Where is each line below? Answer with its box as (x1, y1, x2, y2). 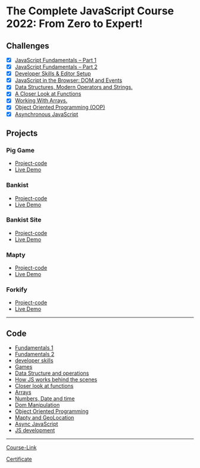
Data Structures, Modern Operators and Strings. (14, 84, 133, 91)
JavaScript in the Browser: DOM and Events (14, 77, 123, 84)
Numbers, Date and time (14, 395, 75, 402)
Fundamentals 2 (14, 351, 55, 358)
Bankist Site (6, 216, 42, 224)
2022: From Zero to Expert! (6, 17, 143, 30)
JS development (14, 427, 55, 434)
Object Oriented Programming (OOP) (14, 103, 105, 111)
